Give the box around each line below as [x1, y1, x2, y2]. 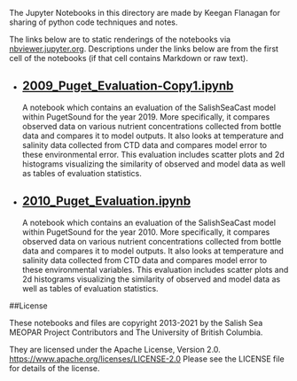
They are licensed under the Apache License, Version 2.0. [9, 344, 222, 354]
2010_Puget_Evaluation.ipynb [21, 194, 191, 209]
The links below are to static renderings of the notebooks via [9, 35, 231, 44]
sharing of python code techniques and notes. [9, 17, 178, 27]
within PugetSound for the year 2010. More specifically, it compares [21, 226, 270, 237]
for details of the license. [9, 362, 100, 373]
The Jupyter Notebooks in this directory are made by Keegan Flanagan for [9, 8, 281, 18]
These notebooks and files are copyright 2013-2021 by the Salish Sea [9, 317, 263, 328]
